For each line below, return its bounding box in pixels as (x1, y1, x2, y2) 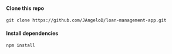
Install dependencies (6, 30, 59, 37)
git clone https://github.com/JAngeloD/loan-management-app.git (6, 17, 167, 23)
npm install (6, 42, 35, 49)
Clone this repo (6, 5, 45, 12)
